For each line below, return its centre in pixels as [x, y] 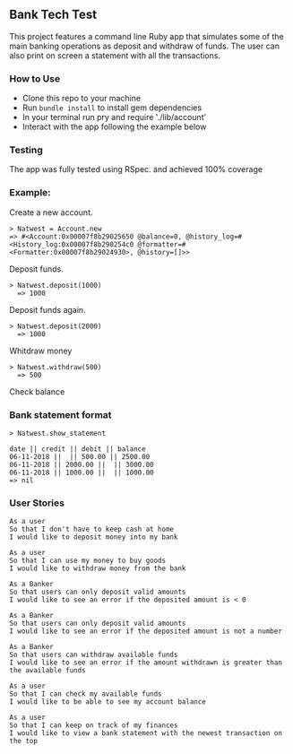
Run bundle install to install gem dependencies [112, 108]
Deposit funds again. [48, 309]
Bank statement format [60, 414]
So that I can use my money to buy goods [88, 561]
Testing [26, 150]
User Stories [37, 503]
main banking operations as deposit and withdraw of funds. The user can [145, 46]
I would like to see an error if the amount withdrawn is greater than [146, 663]
